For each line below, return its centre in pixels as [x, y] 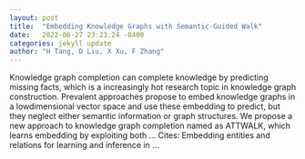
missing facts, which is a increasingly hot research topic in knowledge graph [153, 87]
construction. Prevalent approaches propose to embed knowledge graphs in [152, 97]
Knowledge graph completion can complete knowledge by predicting [139, 77]
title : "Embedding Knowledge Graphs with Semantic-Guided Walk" [136, 26]
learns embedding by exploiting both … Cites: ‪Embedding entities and [140, 135]
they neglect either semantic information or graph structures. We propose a [151, 116]
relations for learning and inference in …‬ [84, 145]
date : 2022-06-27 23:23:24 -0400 [77, 35]
